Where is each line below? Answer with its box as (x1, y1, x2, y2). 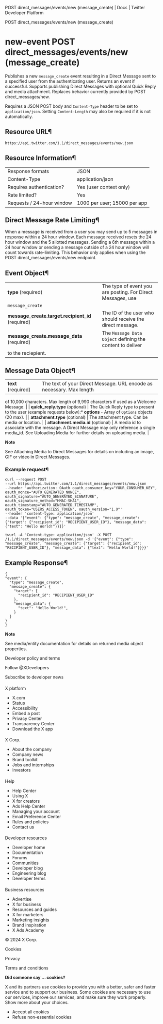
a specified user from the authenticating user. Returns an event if (5, 78, 135, 84)
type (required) (7, 289, 43, 296)
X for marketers (12, 912, 44, 918)
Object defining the (101, 336, 146, 343)
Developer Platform (5, 10, 44, 16)
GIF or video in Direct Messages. (5, 454, 70, 460)
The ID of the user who (101, 309, 154, 316)
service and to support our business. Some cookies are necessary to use (5, 989, 151, 995)
